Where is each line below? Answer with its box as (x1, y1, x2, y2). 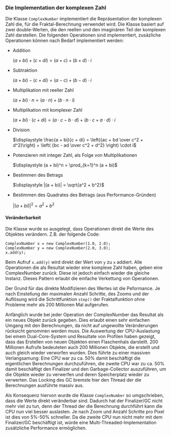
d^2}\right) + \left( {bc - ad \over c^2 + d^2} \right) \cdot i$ (12, 142, 137, 149)
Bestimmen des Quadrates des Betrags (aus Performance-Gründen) (12, 192, 157, 198)
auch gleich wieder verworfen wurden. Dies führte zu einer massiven (5, 350, 151, 356)
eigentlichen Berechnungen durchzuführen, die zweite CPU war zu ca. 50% (5, 361, 165, 367)
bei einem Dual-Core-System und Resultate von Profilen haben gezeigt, (5, 334, 156, 340)
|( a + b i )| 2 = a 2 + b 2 (12, 202, 55, 209)
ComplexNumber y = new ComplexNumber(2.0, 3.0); (5, 245, 111, 251)
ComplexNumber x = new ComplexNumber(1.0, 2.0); (5, 241, 111, 246)
